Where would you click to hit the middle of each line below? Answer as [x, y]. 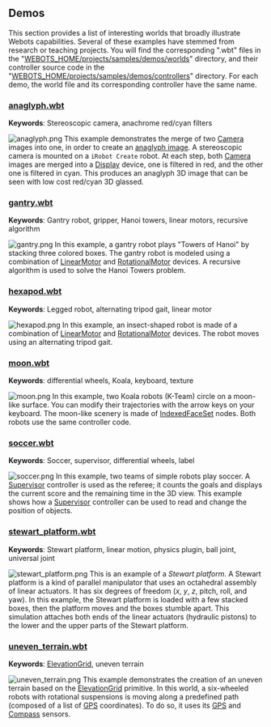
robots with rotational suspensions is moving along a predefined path [124, 696]
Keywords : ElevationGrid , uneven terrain [76, 664]
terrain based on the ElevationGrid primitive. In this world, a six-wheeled [129, 688]
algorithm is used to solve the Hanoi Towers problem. [97, 270]
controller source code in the [57, 67]
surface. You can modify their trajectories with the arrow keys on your [138, 405]
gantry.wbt [31, 203]
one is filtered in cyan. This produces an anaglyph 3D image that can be [128, 173]
